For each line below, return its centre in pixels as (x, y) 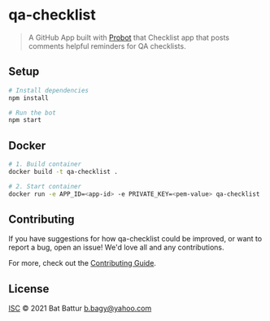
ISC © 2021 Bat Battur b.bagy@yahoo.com (80, 308)
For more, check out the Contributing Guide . (83, 263)
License (29, 289)
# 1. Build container (45, 164)
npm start (25, 120)
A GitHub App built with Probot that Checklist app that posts (129, 37)
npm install (28, 98)
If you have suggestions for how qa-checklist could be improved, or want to (135, 239)
